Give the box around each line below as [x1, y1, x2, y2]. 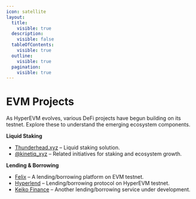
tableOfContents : [11, 42, 54, 48]
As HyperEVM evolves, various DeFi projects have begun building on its [6, 115, 181, 122]
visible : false [17, 36, 54, 42]
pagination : [11, 64, 41, 70]
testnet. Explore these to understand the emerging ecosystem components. [6, 121, 191, 128]
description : [11, 31, 44, 37]
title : [11, 20, 28, 26]
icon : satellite [6, 8, 46, 15]
